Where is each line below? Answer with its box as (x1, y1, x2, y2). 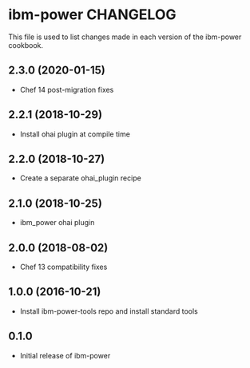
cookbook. (8, 40, 44, 49)
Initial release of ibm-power (19, 350, 111, 360)
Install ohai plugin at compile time (19, 129, 130, 139)
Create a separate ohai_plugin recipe (19, 173, 141, 183)
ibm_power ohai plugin (19, 218, 95, 228)
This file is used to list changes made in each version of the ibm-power (8, 32, 242, 42)
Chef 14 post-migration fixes (19, 85, 114, 94)
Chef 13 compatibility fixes (19, 262, 108, 271)
